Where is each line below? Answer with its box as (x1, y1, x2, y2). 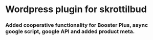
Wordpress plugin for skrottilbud (5, 4, 147, 15)
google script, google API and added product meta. (5, 28, 135, 35)
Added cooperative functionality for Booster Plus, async (5, 22, 148, 29)
